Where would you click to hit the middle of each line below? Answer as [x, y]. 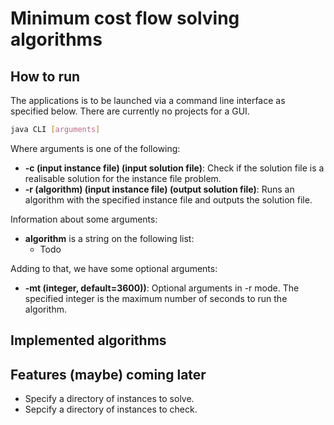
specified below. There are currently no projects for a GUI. [130, 111]
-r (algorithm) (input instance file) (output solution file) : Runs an [159, 189]
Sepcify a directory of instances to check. [111, 409]
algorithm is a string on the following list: [109, 238]
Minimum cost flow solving [125, 18]
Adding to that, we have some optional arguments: [114, 268]
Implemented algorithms [88, 340]
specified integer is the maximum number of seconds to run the [156, 298]
